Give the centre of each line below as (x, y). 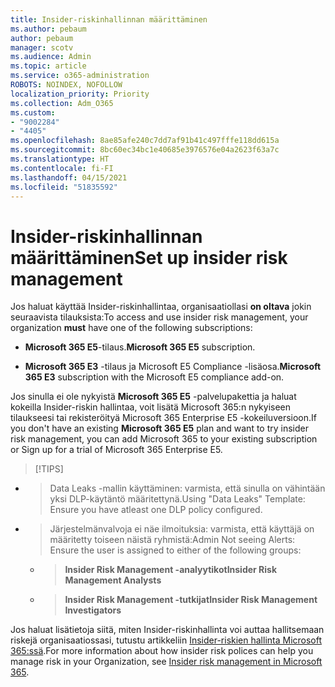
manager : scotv (42, 47)
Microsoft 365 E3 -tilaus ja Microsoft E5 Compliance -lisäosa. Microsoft (173, 367)
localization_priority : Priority (80, 94)
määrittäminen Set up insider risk (149, 257)
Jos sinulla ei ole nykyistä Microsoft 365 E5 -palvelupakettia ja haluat (153, 397)
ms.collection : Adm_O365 (62, 103)
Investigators (93, 610)
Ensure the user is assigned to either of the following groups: (175, 550)
